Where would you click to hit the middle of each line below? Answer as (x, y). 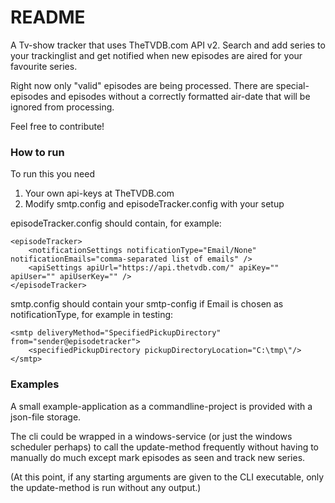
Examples (35, 384)
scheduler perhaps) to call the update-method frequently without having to (165, 447)
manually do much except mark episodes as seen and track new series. (158, 457)
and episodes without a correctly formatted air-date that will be (180, 96)
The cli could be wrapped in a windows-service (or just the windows (151, 436)
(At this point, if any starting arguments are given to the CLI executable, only (167, 477)
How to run (37, 152)
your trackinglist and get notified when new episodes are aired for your (156, 55)
